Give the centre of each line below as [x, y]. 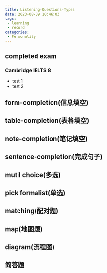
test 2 [18, 86]
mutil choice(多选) [33, 175]
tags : [10, 18]
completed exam [31, 56]
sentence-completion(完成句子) [54, 157]
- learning [18, 23]
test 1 [18, 81]
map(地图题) [24, 229]
